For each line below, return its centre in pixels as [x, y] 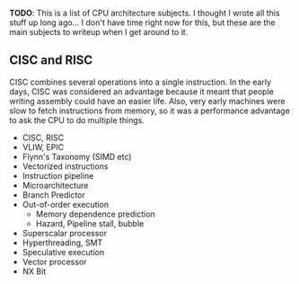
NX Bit [34, 271]
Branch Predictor [53, 195]
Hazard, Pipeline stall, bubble [90, 223]
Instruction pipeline [58, 175]
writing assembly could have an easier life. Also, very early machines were [147, 101]
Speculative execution [63, 252]
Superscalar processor [65, 233]
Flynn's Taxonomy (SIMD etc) [77, 156]
